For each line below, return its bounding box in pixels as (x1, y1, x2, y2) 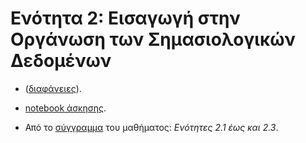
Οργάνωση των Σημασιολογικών (10, 28, 296, 51)
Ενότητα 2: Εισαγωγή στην (10, 7, 241, 30)
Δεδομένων (10, 50, 112, 72)
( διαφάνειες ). (24, 82, 82, 94)
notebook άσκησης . (24, 102, 107, 114)
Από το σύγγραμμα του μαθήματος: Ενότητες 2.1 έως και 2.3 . (24, 121, 279, 133)
